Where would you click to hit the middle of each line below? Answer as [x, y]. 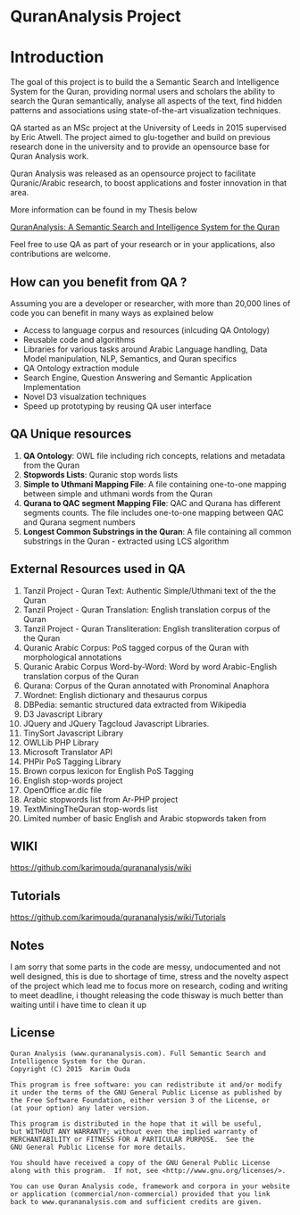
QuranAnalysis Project [96, 17]
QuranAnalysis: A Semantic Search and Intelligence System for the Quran [145, 227]
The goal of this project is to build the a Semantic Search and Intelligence [145, 82]
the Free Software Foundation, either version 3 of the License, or [140, 1100]
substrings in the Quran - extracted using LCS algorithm [126, 541]
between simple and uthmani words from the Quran [118, 494]
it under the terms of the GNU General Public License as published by [146, 1092]
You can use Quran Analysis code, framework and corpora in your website [150, 1186]
